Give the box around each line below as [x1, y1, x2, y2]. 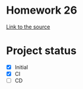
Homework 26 [6, 4, 78, 17]
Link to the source [6, 23, 50, 30]
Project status [6, 44, 77, 58]
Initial [14, 63, 28, 71]
